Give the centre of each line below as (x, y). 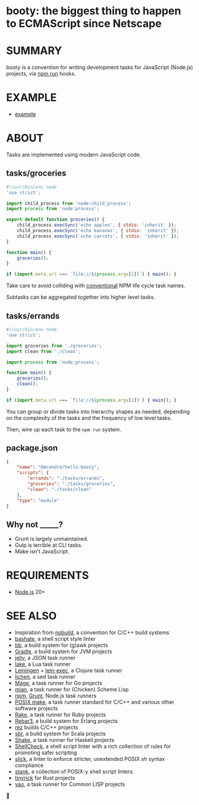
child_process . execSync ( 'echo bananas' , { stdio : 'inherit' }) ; (98, 231)
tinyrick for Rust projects (45, 778)
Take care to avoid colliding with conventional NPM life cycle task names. (96, 286)
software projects (36, 709)
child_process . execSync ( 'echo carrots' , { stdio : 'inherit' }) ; (98, 236)
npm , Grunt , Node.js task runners (56, 696)
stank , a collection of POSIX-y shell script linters (74, 772)
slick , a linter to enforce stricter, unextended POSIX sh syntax (90, 759)
